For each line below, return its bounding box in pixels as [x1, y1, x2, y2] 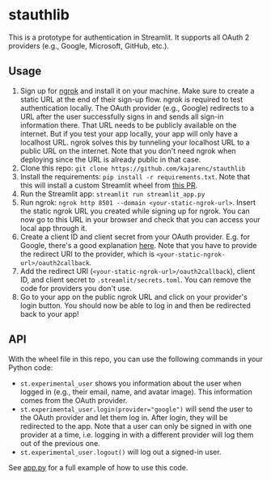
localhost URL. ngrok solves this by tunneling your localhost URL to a [19, 137, 251, 147]
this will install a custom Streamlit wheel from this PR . [19, 180, 198, 190]
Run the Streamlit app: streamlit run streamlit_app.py [19, 188, 205, 199]
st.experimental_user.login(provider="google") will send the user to [19, 404, 253, 414]
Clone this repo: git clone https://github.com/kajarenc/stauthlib [19, 163, 246, 173]
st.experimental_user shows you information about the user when [19, 378, 242, 388]
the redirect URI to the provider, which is [19, 249, 155, 259]
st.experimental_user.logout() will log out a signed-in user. [19, 447, 222, 457]
